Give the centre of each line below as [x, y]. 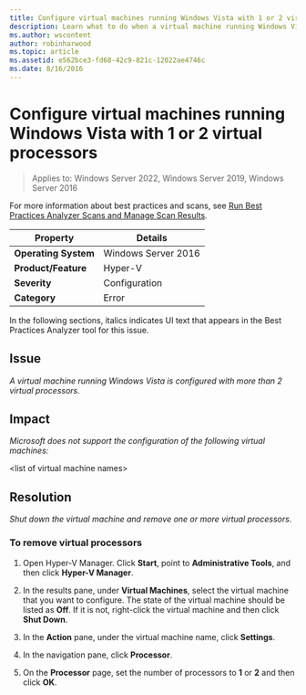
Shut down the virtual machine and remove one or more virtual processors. [151, 519]
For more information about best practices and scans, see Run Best [136, 205]
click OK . [40, 682]
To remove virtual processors [76, 542]
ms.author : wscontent [51, 35]
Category [35, 298]
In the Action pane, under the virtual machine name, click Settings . [149, 637]
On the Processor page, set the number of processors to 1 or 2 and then [158, 672]
